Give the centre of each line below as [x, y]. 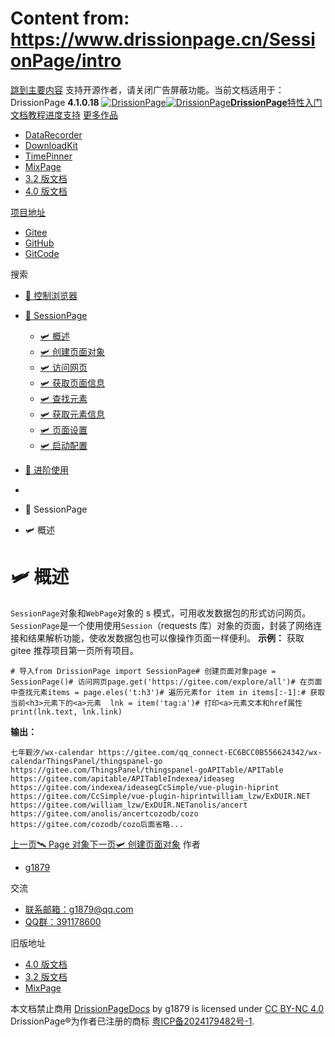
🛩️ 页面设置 [63, 429]
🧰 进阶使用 [46, 469]
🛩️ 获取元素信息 [72, 414]
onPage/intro [66, 61]
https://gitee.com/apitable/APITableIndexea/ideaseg [122, 778]
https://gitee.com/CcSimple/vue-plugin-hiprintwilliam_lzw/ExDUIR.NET [160, 796]
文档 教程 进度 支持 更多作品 [64, 114]
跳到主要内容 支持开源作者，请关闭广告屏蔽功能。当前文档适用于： [147, 89]
